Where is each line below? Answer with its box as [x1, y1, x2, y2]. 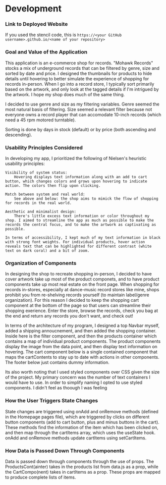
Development [5, 3, 62, 14]
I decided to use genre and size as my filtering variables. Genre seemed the [5, 101, 160, 107]
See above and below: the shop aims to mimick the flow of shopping [14, 196, 159, 201]
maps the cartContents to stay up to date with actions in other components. [5, 354, 160, 360]
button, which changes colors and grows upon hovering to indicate [5, 179, 148, 184]
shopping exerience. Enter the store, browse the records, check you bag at [5, 308, 158, 314]
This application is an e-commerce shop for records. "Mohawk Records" [5, 60, 154, 66]
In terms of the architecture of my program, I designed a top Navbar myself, [5, 323, 160, 328]
